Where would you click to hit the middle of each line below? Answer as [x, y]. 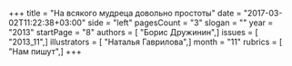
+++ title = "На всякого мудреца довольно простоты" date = [125, 13]
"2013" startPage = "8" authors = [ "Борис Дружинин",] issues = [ [133, 32]
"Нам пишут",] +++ [45, 52]
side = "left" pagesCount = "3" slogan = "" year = [181, 23]
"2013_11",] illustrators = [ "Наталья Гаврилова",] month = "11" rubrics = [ [146, 42]
